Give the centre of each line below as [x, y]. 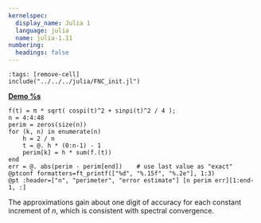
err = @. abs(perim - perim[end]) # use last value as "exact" [121, 166]
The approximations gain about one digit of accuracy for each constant [125, 202]
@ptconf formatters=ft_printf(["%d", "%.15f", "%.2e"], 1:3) [112, 174]
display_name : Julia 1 [53, 23]
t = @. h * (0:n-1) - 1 [62, 146]
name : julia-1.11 [44, 38]
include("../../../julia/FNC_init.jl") [74, 81]
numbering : [26, 45]
